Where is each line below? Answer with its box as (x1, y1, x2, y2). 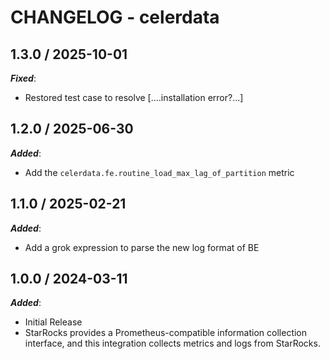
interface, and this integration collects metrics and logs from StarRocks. (24, 337, 321, 350)
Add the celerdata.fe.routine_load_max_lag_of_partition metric (24, 166, 295, 178)
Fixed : (10, 72, 37, 84)
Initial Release (24, 316, 83, 328)
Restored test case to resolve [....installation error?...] (24, 92, 244, 103)
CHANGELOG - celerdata (10, 6, 220, 29)
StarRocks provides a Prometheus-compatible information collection (24, 327, 308, 339)
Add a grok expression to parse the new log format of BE (24, 241, 260, 253)
